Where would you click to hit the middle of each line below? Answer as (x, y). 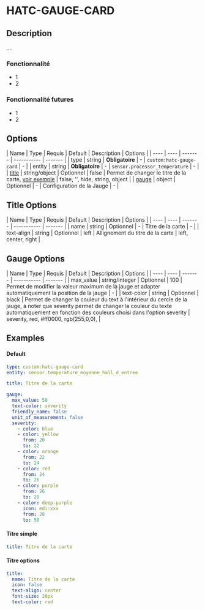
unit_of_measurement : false (48, 417)
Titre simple (22, 533)
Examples (25, 338)
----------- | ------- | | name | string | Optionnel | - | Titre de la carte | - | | (106, 227)
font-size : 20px (32, 597)
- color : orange (38, 451)
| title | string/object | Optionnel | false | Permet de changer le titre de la (96, 173)
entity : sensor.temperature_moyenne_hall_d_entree (72, 372)
